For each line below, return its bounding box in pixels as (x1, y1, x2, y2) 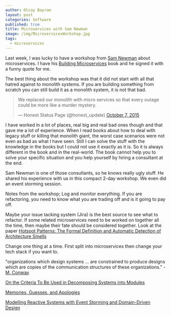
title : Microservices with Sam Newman (5, 27, 88, 32)
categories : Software (5, 17, 52, 22)
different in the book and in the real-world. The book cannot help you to (5, 149, 156, 155)
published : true (5, 22, 40, 27)
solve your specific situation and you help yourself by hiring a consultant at (5, 154, 163, 160)
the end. (5, 160, 23, 166)
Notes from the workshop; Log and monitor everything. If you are (5, 191, 142, 197)
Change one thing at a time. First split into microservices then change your (5, 243, 162, 249)
